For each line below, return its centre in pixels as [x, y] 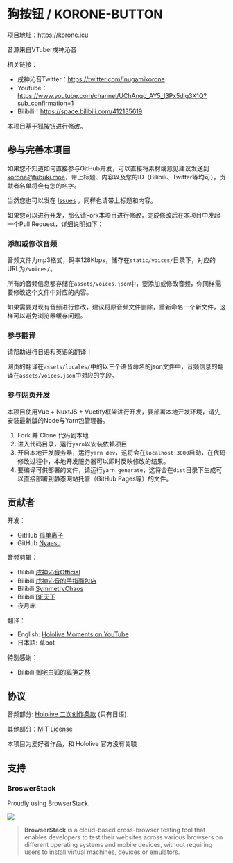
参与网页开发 [29, 395]
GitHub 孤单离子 [40, 535]
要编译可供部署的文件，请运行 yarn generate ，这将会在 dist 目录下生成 [116, 469]
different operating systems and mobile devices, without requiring [118, 844]
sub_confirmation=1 [45, 103]
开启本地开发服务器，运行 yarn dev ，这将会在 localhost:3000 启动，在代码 [121, 452]
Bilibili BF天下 [36, 597]
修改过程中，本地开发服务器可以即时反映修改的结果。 [93, 461]
